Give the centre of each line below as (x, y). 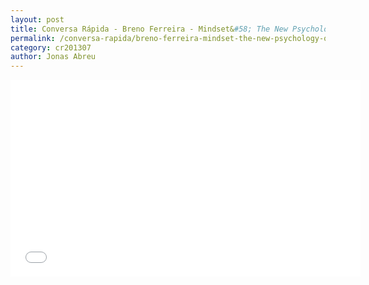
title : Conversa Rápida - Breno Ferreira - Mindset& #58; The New (149, 29)
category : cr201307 (51, 47)
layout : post (37, 19)
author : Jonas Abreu (53, 57)
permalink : (33, 38)
